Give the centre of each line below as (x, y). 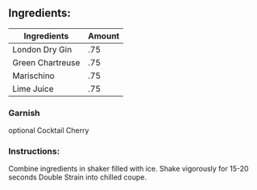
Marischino (33, 76)
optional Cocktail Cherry (49, 130)
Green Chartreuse (46, 62)
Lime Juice (33, 89)
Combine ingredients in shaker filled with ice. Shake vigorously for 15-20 (128, 169)
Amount (104, 35)
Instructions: (34, 151)
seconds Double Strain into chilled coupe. (78, 177)
